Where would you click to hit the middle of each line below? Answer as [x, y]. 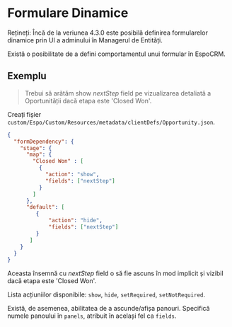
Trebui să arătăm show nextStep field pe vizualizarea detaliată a [118, 93]
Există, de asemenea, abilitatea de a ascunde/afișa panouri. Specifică [109, 309]
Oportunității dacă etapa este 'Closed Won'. [88, 101]
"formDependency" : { [44, 142]
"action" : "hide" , [75, 221]
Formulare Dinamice [68, 13]
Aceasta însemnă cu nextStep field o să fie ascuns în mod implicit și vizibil [116, 273]
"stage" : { [36, 148]
